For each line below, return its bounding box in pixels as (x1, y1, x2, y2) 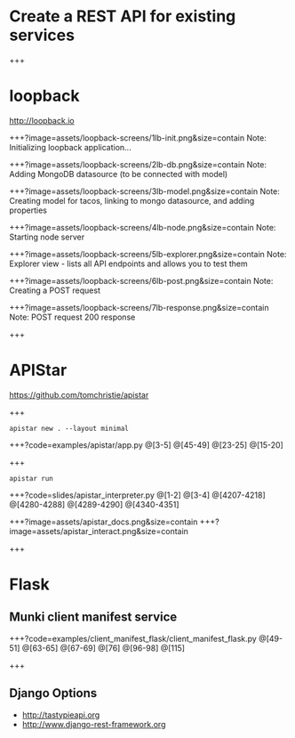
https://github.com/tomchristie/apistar (9, 389, 149, 400)
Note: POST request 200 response (9, 312, 136, 322)
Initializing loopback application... (9, 142, 132, 152)
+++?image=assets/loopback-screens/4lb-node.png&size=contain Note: (9, 222, 276, 232)
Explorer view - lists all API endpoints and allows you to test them (9, 258, 248, 269)
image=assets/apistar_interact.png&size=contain (9, 525, 189, 536)
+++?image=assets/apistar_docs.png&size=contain (9, 516, 198, 527)
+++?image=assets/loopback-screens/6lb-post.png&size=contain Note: (9, 275, 274, 286)
